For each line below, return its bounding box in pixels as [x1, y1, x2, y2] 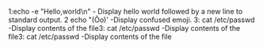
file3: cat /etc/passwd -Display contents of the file [8, 32, 172, 41]
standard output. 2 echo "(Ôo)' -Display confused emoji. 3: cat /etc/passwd [8, 15, 255, 24]
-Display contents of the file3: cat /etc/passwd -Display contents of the [8, 24, 241, 32]
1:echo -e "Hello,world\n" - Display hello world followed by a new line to [8, 7, 243, 16]
